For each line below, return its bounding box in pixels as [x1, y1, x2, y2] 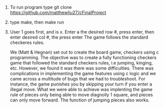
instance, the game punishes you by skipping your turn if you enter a [10, 81, 152, 87]
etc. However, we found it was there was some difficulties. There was [10, 65, 154, 71]
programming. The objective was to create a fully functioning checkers [10, 54, 157, 60]
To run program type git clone [10, 4, 72, 10]
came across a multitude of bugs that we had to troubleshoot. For [10, 76, 145, 81]
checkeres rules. [10, 39, 45, 45]
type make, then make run [10, 19, 64, 25]
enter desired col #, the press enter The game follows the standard [10, 34, 148, 40]
